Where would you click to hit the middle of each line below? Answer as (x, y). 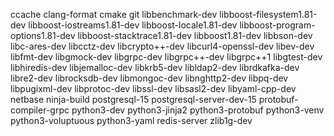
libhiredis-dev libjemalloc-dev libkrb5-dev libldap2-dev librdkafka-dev (155, 67)
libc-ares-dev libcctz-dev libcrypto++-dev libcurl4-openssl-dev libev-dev (162, 46)
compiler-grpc (40, 110)
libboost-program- (277, 25)
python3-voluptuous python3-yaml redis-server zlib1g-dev (131, 120)
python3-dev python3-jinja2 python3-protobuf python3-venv (198, 110)
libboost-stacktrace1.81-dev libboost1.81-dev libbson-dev (195, 35)
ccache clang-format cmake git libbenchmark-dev (114, 14)
